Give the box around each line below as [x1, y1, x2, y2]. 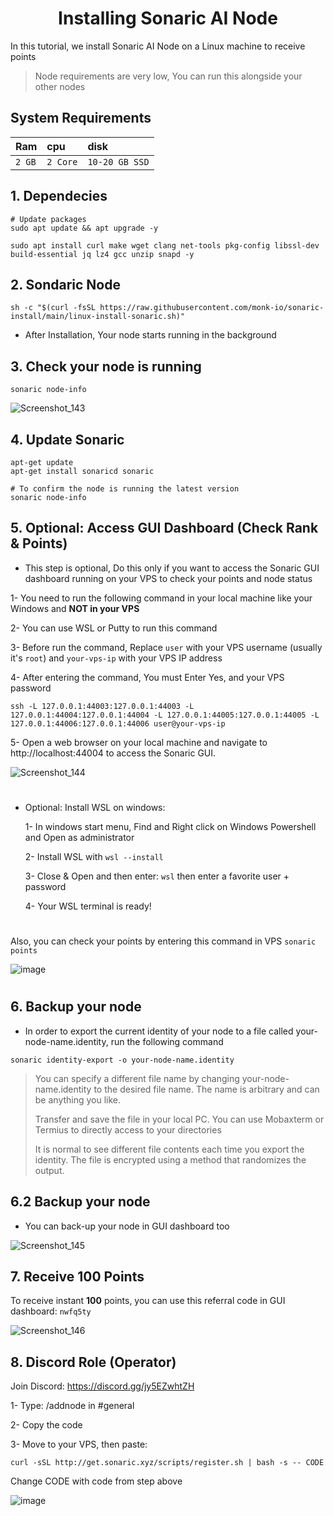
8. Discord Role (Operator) [10, 1353, 177, 1371]
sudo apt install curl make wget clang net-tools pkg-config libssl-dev [10, 240, 320, 251]
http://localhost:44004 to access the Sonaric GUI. [10, 747, 217, 759]
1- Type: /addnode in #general [10, 1400, 135, 1412]
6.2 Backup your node [10, 1193, 151, 1211]
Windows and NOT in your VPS [10, 602, 140, 614]
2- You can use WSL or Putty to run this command [10, 622, 218, 634]
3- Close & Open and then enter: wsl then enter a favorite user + [24, 870, 290, 882]
